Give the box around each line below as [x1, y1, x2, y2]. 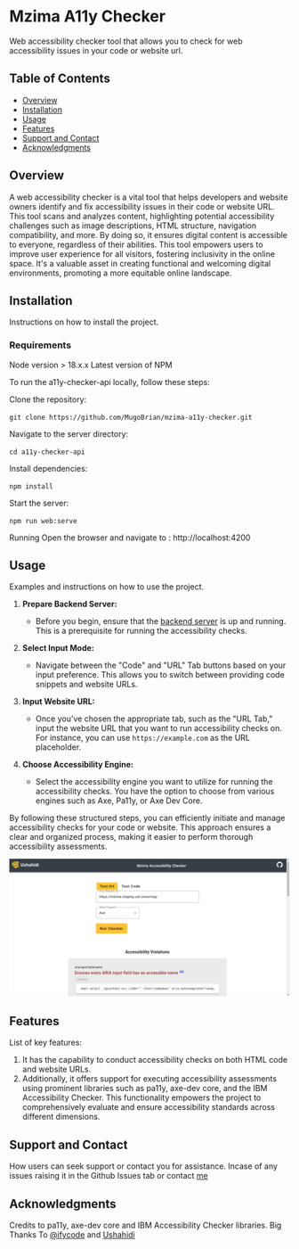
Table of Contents [9, 71, 111, 86]
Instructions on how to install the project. [9, 316, 159, 327]
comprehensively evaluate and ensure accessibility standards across [21, 1102, 276, 1113]
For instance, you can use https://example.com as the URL [35, 733, 251, 744]
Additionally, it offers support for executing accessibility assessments [21, 1073, 278, 1084]
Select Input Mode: [21, 643, 95, 653]
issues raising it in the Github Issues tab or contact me [9, 1171, 209, 1181]
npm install [9, 481, 53, 491]
